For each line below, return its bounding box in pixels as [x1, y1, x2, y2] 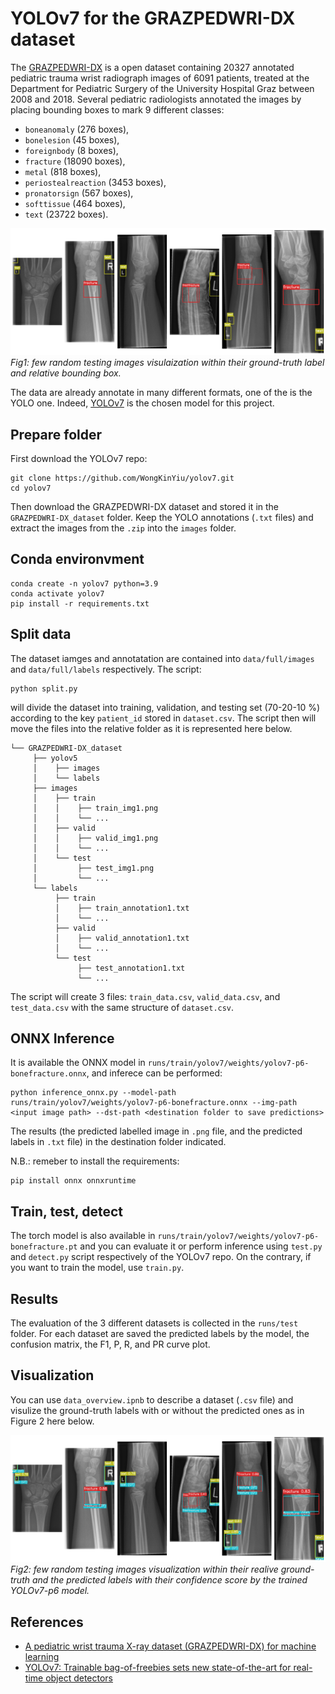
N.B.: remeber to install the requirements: [10, 1155, 180, 1167]
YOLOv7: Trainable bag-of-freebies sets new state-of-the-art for [24, 1661, 292, 1673]
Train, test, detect [10, 1203, 123, 1220]
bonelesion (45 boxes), [24, 133, 120, 146]
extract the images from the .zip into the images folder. [10, 522, 237, 534]
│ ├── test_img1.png [32, 863, 155, 873]
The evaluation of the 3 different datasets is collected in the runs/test [10, 1317, 299, 1329]
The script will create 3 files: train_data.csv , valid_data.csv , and [10, 990, 281, 1002]
